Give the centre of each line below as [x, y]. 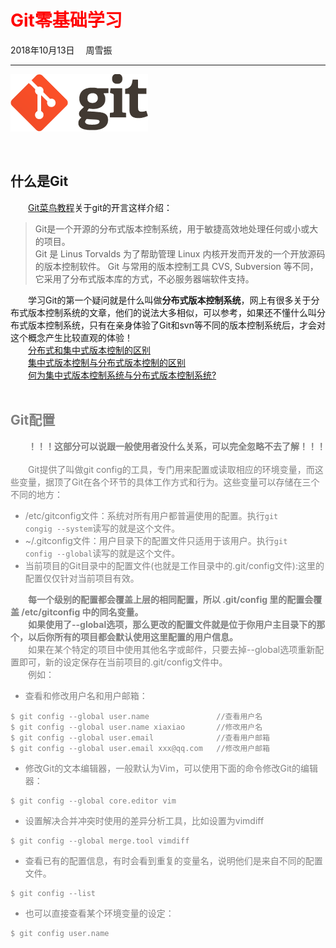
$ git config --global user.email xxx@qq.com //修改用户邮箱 [140, 748]
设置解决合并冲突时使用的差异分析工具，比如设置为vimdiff [144, 820]
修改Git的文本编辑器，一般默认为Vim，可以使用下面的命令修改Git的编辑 [171, 768]
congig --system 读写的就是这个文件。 [102, 528]
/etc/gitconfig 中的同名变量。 [82, 612]
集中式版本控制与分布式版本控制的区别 [107, 362]
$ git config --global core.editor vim [93, 801]
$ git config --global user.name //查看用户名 [136, 716]
